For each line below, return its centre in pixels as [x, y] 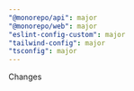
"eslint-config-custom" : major [67, 34]
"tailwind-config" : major [57, 43]
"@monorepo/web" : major [53, 26]
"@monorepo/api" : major [53, 18]
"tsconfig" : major [43, 51]
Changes [25, 77]
